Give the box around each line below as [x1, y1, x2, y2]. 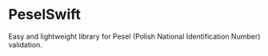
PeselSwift [8, 6, 82, 24]
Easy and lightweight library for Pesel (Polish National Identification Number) [8, 32, 261, 41]
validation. [8, 39, 42, 49]
